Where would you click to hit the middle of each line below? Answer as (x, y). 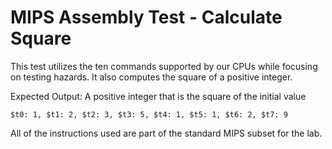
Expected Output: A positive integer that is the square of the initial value (158, 96)
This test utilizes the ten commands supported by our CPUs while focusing (164, 66)
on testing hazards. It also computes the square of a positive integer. (151, 77)
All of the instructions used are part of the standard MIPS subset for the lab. (166, 133)
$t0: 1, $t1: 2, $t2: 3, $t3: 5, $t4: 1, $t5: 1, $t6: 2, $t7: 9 (149, 114)
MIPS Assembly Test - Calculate (146, 17)
